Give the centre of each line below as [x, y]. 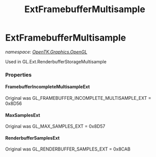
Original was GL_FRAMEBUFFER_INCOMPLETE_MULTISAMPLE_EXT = [78, 98]
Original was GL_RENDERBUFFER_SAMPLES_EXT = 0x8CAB [68, 149]
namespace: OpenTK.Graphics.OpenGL [46, 52]
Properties [18, 74]
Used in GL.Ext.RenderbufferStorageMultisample [56, 61]
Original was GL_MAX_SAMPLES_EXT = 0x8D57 [55, 126]
